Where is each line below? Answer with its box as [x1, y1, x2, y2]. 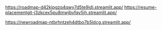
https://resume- [124, 4, 157, 10]
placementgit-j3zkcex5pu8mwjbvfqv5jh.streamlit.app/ [5, 9, 117, 15]
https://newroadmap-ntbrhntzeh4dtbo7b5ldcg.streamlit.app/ [5, 19, 131, 25]
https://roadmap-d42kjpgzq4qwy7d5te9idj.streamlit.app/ [5, 4, 123, 10]
